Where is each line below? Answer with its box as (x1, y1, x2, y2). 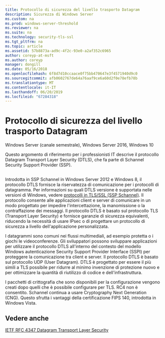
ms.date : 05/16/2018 (5, 67, 48, 72)
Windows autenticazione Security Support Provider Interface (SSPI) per (5, 248, 150, 254)
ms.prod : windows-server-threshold (5, 21, 78, 26)
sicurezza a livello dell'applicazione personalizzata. (5, 223, 109, 229)
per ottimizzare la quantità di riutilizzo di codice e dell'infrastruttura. (5, 269, 143, 276)
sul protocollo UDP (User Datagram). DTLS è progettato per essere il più (5, 259, 151, 265)
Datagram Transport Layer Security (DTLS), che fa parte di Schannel (5, 157, 144, 163)
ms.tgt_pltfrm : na (5, 39, 43, 44)
